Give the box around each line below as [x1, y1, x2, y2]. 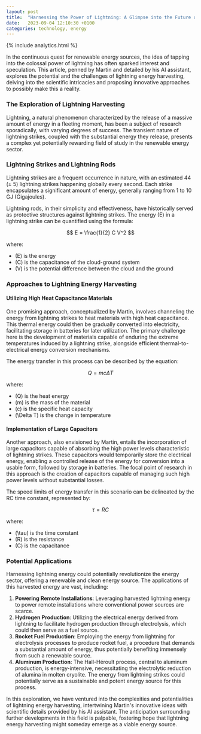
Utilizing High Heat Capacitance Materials [6, 294, 112, 302]
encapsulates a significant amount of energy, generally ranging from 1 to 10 [6, 187, 192, 194]
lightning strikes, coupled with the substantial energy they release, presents [6, 133, 193, 140]
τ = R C [92, 506, 109, 513]
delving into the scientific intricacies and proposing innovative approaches [6, 79, 190, 86]
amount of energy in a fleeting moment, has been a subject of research [6, 120, 182, 127]
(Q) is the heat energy [14, 392, 69, 400]
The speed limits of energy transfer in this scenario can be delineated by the [6, 488, 194, 495]
